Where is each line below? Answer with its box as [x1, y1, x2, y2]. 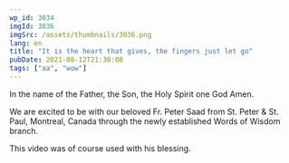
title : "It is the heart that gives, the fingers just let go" [9, 47, 254, 56]
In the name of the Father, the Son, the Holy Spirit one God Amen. [9, 88, 255, 100]
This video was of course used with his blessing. [9, 142, 192, 154]
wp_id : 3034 [9, 13, 54, 23]
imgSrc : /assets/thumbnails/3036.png [9, 30, 152, 39]
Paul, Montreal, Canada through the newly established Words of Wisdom [9, 115, 281, 127]
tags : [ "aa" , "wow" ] [9, 64, 88, 73]
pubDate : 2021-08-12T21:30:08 [9, 55, 124, 64]
